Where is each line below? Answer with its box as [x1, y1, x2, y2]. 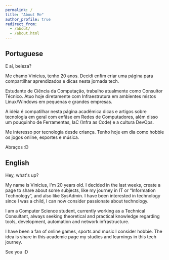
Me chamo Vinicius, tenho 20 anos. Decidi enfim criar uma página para [5, 73, 153, 79]
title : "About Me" [5, 12, 44, 17]
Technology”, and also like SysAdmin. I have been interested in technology [5, 192, 161, 198]
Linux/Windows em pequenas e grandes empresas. [5, 98, 113, 105]
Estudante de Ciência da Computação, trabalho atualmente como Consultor [5, 88, 163, 94]
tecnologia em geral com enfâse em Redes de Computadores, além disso [5, 114, 158, 120]
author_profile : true [5, 17, 51, 22]
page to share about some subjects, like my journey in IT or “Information [5, 187, 156, 193]
